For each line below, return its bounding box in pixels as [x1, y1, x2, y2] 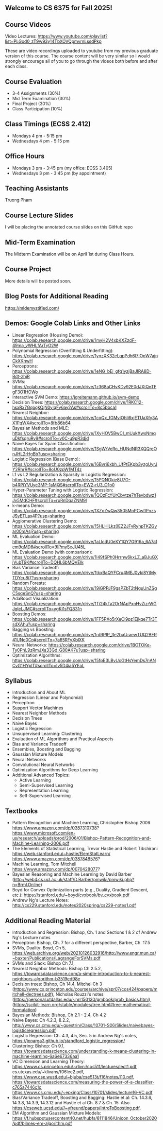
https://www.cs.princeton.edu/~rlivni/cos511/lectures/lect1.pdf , [12, 1063, 138, 1069]
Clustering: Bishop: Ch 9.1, [12, 1043, 65, 1049]
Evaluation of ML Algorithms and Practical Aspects [12, 736, 114, 742]
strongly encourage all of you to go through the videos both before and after [5, 58, 158, 64]
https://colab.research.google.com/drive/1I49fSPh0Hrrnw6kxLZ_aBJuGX [12, 554, 158, 560]
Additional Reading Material [5, 916, 91, 925]
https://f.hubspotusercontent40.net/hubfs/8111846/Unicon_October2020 [12, 1115, 157, 1121]
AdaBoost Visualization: [12, 595, 60, 601]
